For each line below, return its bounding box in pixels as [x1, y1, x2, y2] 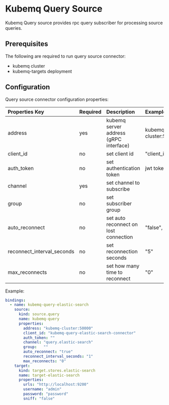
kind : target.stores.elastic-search [18, 368, 96, 373]
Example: [5, 288, 25, 294]
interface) [106, 142, 130, 149]
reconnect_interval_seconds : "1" [23, 354, 94, 359]
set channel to [106, 179, 140, 186]
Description [106, 108, 135, 115]
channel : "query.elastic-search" [23, 340, 94, 345]
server [106, 123, 122, 130]
